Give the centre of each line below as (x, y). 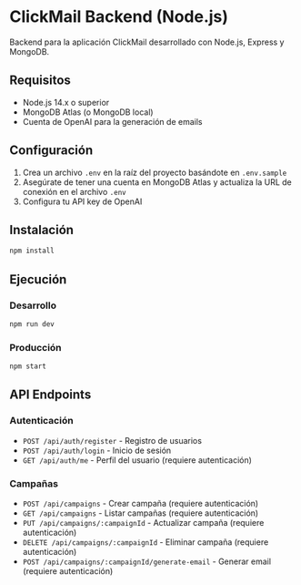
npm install (32, 251)
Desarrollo (33, 305)
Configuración (51, 151)
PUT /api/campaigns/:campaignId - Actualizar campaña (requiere (143, 522)
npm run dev (32, 324)
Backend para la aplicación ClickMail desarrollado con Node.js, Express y (147, 42)
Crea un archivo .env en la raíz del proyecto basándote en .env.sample (155, 172)
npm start (28, 366)
